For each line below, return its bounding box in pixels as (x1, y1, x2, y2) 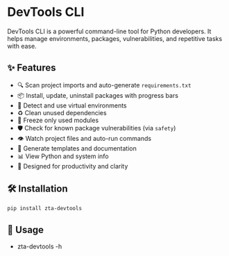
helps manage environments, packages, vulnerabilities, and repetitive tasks (7, 34, 223, 42)
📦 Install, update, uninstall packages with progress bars (17, 91, 179, 99)
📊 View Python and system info (17, 152, 109, 160)
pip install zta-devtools (7, 205, 82, 212)
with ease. (7, 42, 37, 50)
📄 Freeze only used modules (17, 116, 99, 124)
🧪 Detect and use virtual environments (17, 101, 127, 110)
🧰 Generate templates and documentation (17, 144, 137, 153)
